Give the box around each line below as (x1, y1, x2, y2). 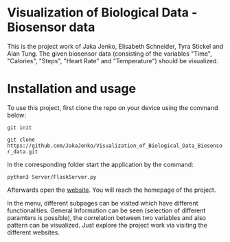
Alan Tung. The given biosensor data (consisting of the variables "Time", (7, 49, 213, 58)
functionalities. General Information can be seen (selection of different (7, 206, 206, 214)
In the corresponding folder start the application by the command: (7, 160, 194, 168)
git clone (7, 136, 36, 143)
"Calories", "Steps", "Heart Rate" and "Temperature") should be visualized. (7, 56, 218, 65)
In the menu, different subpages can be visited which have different (7, 199, 198, 207)
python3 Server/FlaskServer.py (7, 173, 97, 180)
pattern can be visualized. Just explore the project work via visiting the (7, 221, 207, 229)
